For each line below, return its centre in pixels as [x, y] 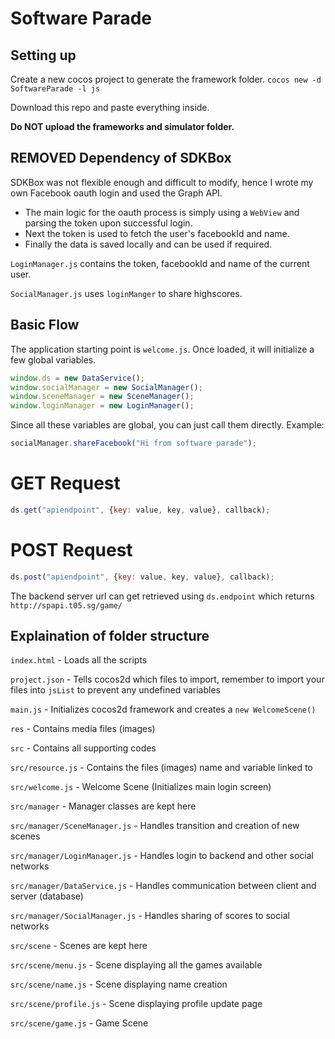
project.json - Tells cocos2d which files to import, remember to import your [167, 679]
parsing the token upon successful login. [108, 223]
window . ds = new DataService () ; [77, 378]
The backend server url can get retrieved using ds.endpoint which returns [162, 596]
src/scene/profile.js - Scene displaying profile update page [136, 1004]
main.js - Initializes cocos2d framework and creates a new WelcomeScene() [163, 709]
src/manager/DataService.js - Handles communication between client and [163, 886]
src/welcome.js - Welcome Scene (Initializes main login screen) [141, 787]
